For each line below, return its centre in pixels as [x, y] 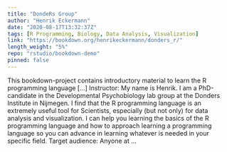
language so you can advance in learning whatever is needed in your [109, 133]
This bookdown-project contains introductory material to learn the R [107, 80]
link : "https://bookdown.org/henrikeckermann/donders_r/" [95, 40]
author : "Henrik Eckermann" [49, 21]
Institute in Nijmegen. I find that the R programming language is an [104, 103]
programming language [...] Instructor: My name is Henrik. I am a [102, 88]
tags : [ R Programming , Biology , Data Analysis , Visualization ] [103, 34]
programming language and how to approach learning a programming [110, 126]
